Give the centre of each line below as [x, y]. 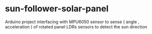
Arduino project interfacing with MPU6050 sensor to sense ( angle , [72, 22]
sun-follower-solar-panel [57, 9]
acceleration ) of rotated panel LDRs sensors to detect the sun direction [76, 26]
